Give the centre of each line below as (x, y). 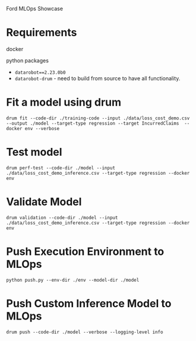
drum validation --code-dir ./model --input (62, 217)
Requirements (42, 33)
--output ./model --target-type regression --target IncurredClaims (93, 123)
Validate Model (44, 202)
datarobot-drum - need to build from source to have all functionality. (97, 78)
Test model (34, 152)
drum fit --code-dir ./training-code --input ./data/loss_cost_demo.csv (98, 118)
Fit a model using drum (64, 102)
